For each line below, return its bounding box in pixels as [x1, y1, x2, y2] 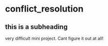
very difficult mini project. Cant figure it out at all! [5, 35, 104, 41]
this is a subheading [5, 23, 68, 31]
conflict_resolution [5, 3, 84, 15]
